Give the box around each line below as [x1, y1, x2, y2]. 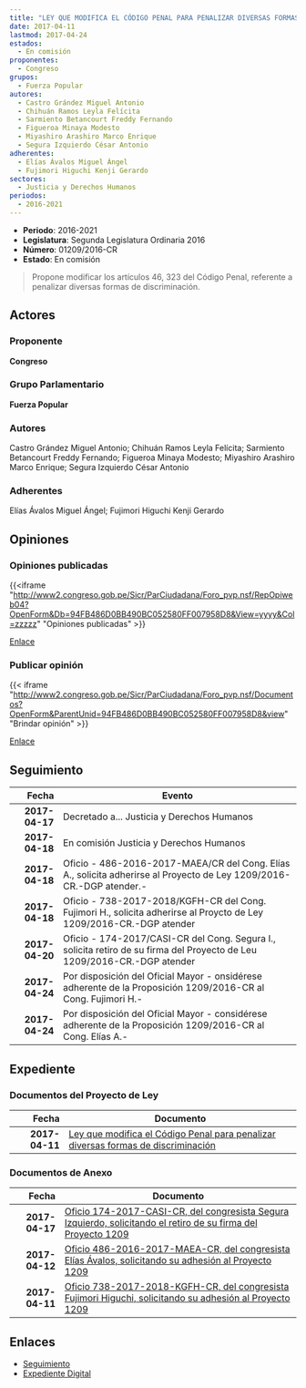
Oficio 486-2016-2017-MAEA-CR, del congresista [64, 1243, 291, 1256]
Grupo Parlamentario [9, 378, 105, 391]
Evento [161, 789, 193, 802]
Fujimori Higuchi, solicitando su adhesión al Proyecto [64, 1291, 291, 1304]
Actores [9, 307, 56, 324]
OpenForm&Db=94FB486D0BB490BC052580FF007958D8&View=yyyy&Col [9, 609, 295, 620]
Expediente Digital [22, 1368, 91, 1379]
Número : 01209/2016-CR [22, 243, 118, 255]
